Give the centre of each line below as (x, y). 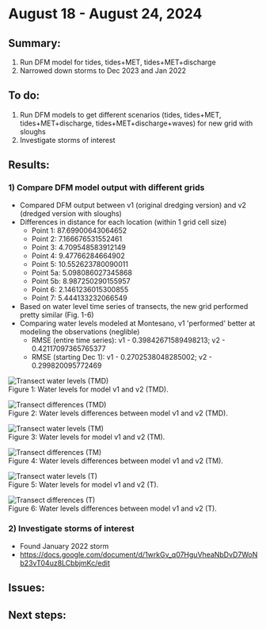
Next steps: (38, 615)
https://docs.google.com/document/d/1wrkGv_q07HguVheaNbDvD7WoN (139, 554)
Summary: (34, 43)
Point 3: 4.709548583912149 (79, 247)
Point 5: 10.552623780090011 (80, 264)
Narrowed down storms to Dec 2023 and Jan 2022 (103, 71)
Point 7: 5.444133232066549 (80, 298)
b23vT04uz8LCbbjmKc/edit (65, 563)
